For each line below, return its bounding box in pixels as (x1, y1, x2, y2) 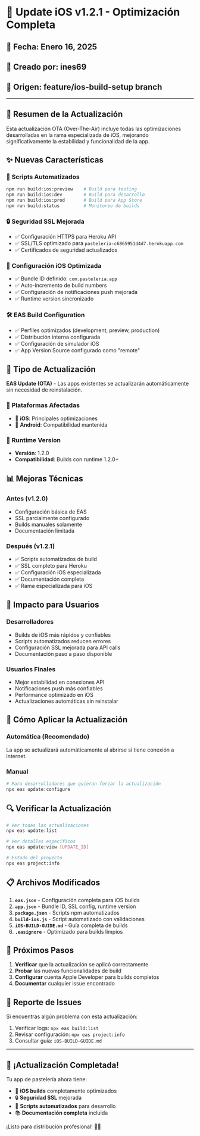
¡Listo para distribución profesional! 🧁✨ (6, 1123, 101, 1130)
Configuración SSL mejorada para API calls (14, 644, 121, 651)
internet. (6, 752, 27, 759)
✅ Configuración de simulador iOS (14, 340, 99, 347)
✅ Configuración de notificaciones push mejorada (14, 289, 138, 296)
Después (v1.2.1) (6, 542, 55, 550)
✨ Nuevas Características (6, 155, 104, 165)
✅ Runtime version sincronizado (14, 295, 94, 302)
